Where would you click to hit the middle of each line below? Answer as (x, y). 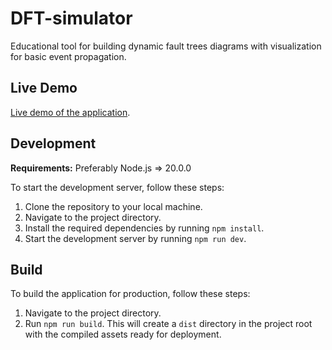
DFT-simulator (71, 18)
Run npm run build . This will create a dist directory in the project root (168, 324)
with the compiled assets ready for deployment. (123, 334)
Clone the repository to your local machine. (113, 206)
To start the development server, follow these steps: (117, 187)
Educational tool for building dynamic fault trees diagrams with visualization (166, 46)
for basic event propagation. (68, 56)
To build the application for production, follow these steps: (130, 294)
